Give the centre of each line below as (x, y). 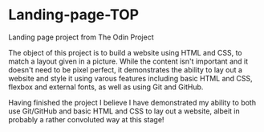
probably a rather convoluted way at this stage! (86, 119)
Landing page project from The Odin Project (81, 37)
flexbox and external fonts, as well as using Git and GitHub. (106, 87)
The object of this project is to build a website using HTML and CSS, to (125, 52)
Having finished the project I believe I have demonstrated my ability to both (132, 102)
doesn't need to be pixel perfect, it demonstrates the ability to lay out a (126, 69)
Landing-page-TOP (73, 15)
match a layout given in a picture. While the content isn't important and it (128, 61)
